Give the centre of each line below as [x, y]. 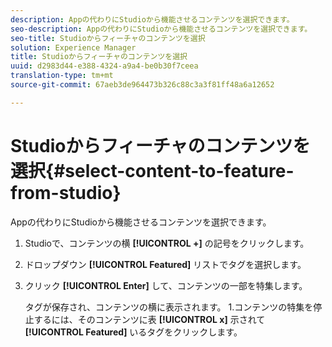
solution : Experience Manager [73, 47]
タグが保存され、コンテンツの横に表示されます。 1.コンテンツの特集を [169, 307]
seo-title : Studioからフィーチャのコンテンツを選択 [108, 38]
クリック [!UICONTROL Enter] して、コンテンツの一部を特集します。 [166, 285]
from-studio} [66, 192]
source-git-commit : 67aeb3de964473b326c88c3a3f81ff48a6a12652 [142, 85]
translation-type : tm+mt [62, 76]
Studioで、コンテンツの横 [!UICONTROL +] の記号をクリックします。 [167, 243]
